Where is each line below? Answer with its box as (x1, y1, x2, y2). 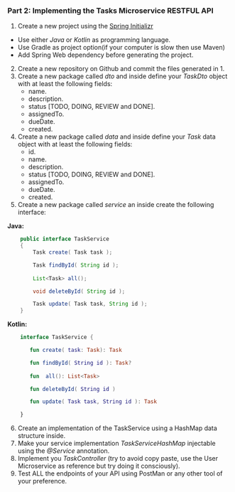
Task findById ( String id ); (33, 262, 119, 269)
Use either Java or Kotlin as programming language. (17, 36, 171, 44)
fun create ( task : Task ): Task (29, 347, 122, 354)
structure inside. (17, 432, 66, 440)
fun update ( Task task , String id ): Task (29, 398, 158, 405)
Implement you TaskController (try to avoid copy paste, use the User (17, 454, 219, 463)
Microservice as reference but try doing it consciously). (17, 461, 180, 471)
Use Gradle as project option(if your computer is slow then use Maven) (17, 43, 226, 52)
